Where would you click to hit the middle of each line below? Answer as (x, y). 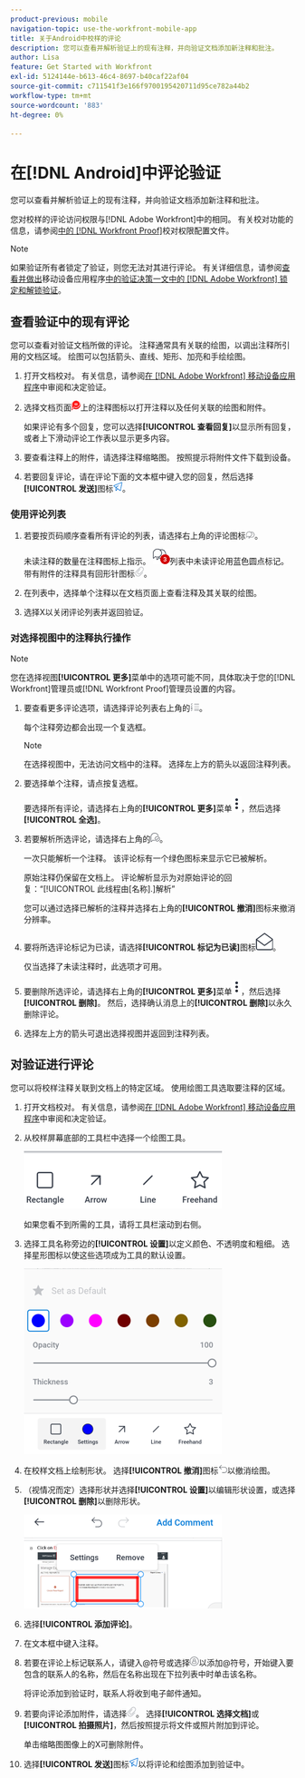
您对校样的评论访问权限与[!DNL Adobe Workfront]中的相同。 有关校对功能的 (152, 220)
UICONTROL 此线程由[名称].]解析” (112, 888)
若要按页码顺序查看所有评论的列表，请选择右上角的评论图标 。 (143, 536)
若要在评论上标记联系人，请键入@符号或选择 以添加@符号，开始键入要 (158, 1663)
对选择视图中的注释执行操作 (71, 638)
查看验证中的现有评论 (70, 322)
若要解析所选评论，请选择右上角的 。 (95, 838)
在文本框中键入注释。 (63, 1644)
